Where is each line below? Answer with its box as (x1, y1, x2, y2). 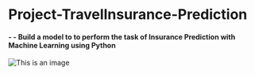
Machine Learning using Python (8, 40, 117, 50)
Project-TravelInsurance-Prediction (8, 6, 248, 24)
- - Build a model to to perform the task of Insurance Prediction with (8, 32, 236, 41)
